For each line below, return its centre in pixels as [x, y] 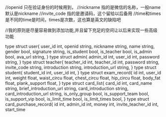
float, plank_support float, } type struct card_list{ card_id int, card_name [79, 83]
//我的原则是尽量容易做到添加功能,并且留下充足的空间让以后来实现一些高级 [82, 30]
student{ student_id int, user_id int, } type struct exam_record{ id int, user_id [83, 73]
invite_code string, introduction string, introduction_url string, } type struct [81, 67]
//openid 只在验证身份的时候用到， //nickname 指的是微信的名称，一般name [83, 7]
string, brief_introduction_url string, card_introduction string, [67, 88]
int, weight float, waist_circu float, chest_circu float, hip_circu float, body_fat [83, 78]
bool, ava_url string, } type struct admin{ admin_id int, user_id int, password [83, 57]
